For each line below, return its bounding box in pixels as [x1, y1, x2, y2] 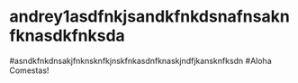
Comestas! [9, 65, 50, 76]
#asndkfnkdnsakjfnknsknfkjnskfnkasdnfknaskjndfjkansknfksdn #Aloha [9, 55, 272, 66]
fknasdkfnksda [9, 25, 126, 46]
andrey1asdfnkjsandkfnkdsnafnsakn [9, 6, 290, 27]
